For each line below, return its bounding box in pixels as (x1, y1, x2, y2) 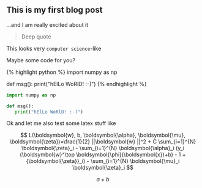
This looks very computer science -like (6, 45, 102, 52)
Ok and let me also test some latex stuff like (6, 120, 116, 127)
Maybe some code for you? (6, 56, 75, 63)
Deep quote (21, 33, 51, 40)
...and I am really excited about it (6, 21, 89, 28)
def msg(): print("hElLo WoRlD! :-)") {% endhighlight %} (6, 80, 147, 87)
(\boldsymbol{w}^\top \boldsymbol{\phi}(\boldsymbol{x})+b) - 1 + (20, 151, 186, 158)
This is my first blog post (6, 5, 103, 15)
